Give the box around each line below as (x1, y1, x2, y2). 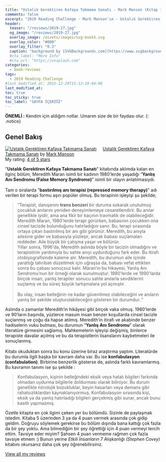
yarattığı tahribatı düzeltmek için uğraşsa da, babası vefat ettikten (17, 260, 151, 266)
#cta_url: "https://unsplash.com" (9, 58, 81, 63)
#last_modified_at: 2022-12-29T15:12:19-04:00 (5, 81, 103, 86)
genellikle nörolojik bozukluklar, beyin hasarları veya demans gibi (17, 384, 150, 390)
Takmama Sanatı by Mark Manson (5, 151, 75, 157)
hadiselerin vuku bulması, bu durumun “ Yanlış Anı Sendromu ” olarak (5, 322, 146, 328)
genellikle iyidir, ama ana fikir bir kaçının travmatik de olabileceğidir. (17, 212, 155, 218)
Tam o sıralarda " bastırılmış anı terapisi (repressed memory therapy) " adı (5, 187, 157, 193)
